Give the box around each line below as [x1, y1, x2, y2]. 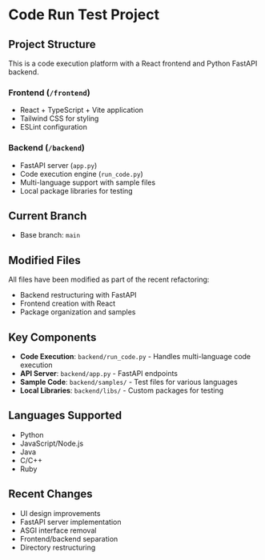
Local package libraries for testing [19, 186, 134, 195]
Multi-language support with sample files [19, 178, 156, 187]
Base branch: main [19, 230, 81, 240]
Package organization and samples [19, 307, 136, 317]
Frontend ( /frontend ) [8, 86, 90, 98]
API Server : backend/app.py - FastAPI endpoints [19, 369, 179, 378]
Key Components [8, 330, 97, 344]
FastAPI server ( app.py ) [19, 160, 98, 170]
